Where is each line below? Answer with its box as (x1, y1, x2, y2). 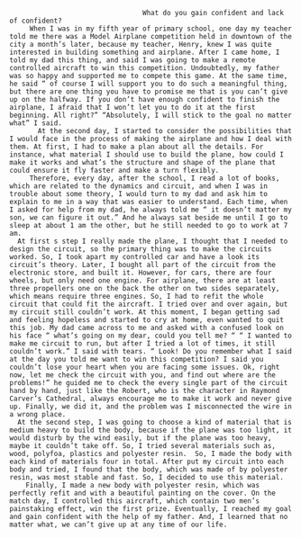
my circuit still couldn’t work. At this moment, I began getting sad (9, 308, 280, 317)
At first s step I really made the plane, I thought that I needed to (17, 237, 288, 246)
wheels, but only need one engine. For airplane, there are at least (9, 276, 277, 285)
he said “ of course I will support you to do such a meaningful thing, (9, 79, 288, 88)
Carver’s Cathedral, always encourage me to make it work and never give (9, 394, 293, 403)
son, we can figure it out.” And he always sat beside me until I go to (9, 213, 288, 222)
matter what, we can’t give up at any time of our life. (9, 520, 228, 529)
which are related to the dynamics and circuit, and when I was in (9, 182, 269, 191)
